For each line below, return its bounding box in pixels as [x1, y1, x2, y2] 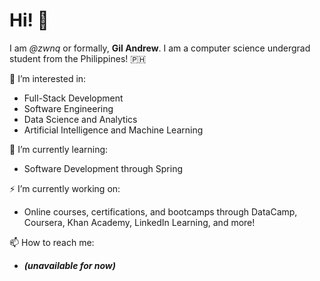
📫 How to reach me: [9, 236, 95, 248]
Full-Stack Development [23, 92, 124, 104]
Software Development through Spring [23, 162, 184, 174]
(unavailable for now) [23, 259, 116, 271]
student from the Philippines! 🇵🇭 [9, 52, 147, 64]
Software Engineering [23, 102, 114, 114]
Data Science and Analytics [23, 113, 138, 125]
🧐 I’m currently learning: [9, 143, 109, 155]
